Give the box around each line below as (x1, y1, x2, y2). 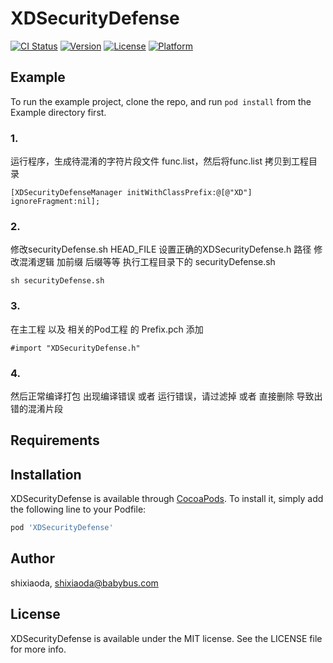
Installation (10, 466, 82, 483)
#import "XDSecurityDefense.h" (10, 343, 141, 353)
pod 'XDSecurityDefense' (10, 523, 114, 533)
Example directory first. (10, 106, 107, 118)
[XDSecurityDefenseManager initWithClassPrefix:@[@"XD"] (10, 188, 253, 198)
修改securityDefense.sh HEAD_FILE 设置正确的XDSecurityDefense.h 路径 (10, 243, 312, 256)
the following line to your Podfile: (10, 503, 147, 516)
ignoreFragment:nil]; (10, 197, 101, 207)
